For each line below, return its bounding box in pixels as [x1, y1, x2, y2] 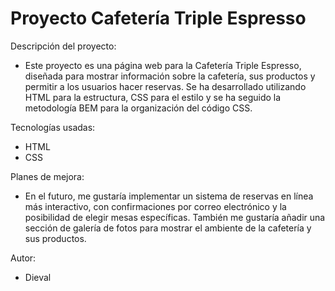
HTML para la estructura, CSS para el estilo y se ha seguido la [24, 91, 282, 103]
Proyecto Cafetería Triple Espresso [10, 7, 307, 30]
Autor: [10, 252, 37, 264]
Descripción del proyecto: [10, 40, 117, 52]
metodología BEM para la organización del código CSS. [24, 102, 253, 114]
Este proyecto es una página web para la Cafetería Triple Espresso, [24, 59, 302, 71]
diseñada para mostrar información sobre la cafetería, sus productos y [24, 70, 316, 82]
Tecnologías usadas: [10, 121, 96, 133]
